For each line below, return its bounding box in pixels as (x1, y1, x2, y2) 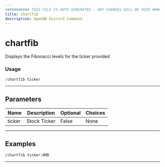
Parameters (5, 95, 42, 103)
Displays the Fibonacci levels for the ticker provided (5, 53, 110, 59)
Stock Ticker (26, 118, 55, 125)
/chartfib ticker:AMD (5, 153, 50, 158)
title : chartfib (5, 12, 38, 17)
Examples (5, 140, 36, 148)
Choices (85, 110, 106, 117)
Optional (60, 110, 81, 117)
